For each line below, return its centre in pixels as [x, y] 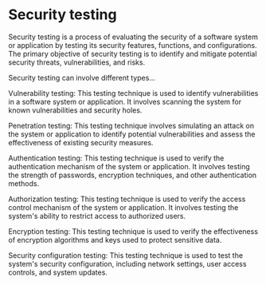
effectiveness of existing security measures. [81, 142]
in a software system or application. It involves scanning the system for [125, 101]
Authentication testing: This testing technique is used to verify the [116, 158]
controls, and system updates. [58, 272]
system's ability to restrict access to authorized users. [97, 216]
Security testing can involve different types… [82, 77]
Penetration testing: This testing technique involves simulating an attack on [131, 125]
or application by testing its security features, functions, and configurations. [133, 45]
